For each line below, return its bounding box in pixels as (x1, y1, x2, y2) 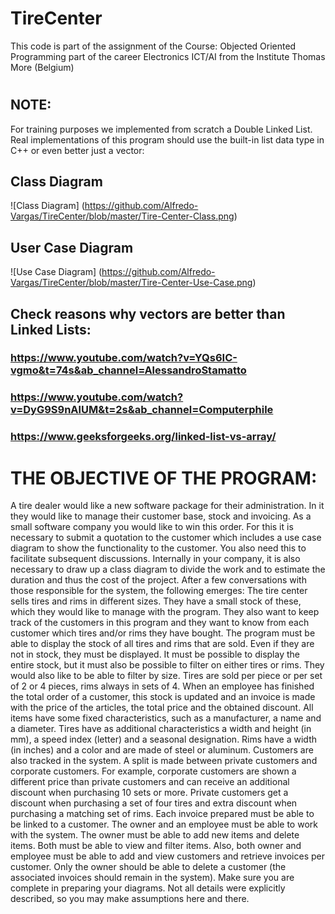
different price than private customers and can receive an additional (10, 776, 290, 788)
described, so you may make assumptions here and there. (10, 893, 250, 905)
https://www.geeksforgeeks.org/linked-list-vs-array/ (10, 430, 277, 444)
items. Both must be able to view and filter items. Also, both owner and (10, 840, 302, 852)
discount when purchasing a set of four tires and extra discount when (10, 797, 298, 809)
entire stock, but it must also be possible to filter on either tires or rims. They (10, 659, 325, 671)
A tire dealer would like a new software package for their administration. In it (10, 500, 325, 512)
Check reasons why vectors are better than (10, 305, 286, 322)
